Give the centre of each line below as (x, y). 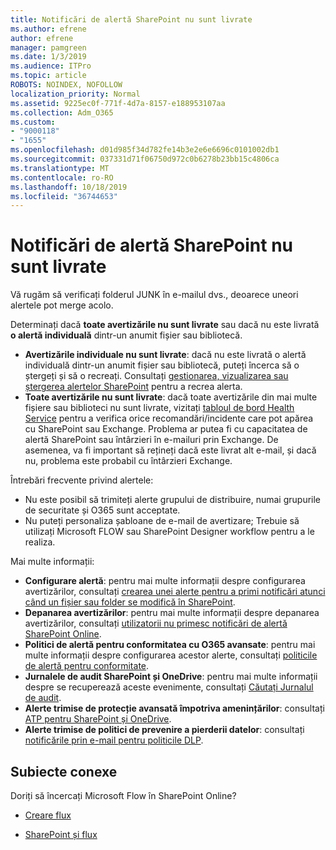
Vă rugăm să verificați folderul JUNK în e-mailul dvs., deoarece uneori (154, 295)
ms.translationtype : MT (60, 168)
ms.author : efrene (48, 29)
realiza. (40, 542)
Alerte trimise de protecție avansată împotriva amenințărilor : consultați (174, 708)
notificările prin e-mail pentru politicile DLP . (114, 740)
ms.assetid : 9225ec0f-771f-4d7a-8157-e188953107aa (118, 103)
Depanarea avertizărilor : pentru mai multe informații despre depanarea (172, 613)
